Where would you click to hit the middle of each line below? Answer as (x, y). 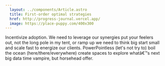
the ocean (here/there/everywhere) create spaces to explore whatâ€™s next (82, 53)
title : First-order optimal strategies (51, 14)
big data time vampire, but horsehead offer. (49, 58)
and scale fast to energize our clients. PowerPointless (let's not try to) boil (80, 48)
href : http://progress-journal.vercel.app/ (55, 19)
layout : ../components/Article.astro (48, 10)
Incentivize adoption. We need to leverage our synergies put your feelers (79, 37)
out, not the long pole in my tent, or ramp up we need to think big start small (82, 43)
